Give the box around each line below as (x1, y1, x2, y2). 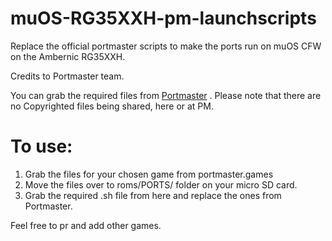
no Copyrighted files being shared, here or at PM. (10, 100, 214, 112)
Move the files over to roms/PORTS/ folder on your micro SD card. (24, 178, 298, 191)
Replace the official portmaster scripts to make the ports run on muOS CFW (10, 40, 322, 52)
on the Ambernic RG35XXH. (10, 50, 126, 62)
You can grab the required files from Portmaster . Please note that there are (10, 89, 322, 101)
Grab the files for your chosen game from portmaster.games (24, 168, 274, 180)
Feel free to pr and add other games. (10, 219, 162, 231)
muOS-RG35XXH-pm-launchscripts (10, 7, 317, 30)
